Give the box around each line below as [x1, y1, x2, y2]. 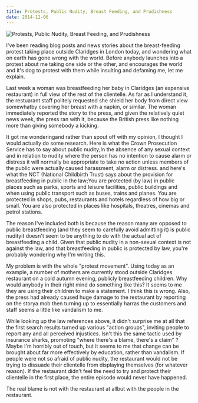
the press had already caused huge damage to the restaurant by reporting [6, 294, 186, 301]
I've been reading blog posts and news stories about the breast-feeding [6, 42, 181, 49]
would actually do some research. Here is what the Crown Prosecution [6, 139, 177, 146]
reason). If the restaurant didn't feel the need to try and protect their [6, 367, 171, 374]
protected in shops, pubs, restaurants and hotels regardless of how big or [6, 195, 185, 203]
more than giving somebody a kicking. [6, 122, 99, 129]
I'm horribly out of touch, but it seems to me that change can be [24, 342, 179, 349]
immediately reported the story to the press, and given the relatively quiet [6, 109, 184, 116]
